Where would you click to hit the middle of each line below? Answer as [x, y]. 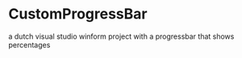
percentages [29, 44]
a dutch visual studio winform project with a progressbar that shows [121, 36]
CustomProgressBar [78, 14]
